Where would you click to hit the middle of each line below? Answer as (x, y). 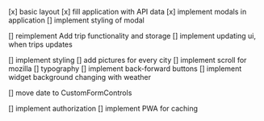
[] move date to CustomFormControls (70, 93)
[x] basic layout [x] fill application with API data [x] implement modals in (128, 12)
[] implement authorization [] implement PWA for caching (103, 108)
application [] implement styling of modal (77, 20)
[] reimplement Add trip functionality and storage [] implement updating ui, (132, 36)
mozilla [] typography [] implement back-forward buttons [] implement (125, 69)
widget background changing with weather (80, 77)
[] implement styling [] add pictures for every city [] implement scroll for (128, 60)
